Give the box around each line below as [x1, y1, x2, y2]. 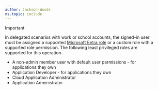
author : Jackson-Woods [5, 7, 51, 12]
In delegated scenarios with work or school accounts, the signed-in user [5, 34, 150, 40]
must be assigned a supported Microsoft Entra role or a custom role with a [5, 39, 154, 45]
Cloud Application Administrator [12, 75, 76, 80]
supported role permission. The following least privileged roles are [5, 45, 138, 50]
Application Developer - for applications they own [12, 69, 111, 75]
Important [5, 25, 25, 30]
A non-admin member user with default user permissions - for [12, 59, 137, 65]
